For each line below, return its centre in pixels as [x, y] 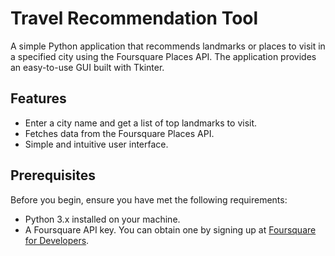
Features [38, 98]
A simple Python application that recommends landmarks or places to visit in [168, 46]
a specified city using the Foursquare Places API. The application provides [163, 56]
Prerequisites [53, 175]
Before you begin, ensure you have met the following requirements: [149, 199]
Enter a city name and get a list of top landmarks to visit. [141, 123]
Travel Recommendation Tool [134, 18]
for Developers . [57, 240]
